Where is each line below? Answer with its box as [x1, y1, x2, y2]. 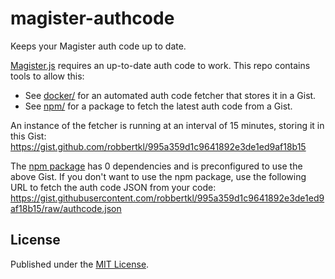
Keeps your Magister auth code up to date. [10, 40, 187, 52]
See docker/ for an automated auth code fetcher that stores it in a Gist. [24, 89, 317, 101]
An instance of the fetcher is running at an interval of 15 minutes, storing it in [10, 119, 325, 131]
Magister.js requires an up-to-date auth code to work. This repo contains [10, 59, 311, 71]
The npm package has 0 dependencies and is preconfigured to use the [10, 160, 303, 172]
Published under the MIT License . [10, 258, 150, 270]
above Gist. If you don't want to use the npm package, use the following [10, 170, 307, 182]
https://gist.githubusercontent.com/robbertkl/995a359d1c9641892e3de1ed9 [10, 192, 325, 204]
